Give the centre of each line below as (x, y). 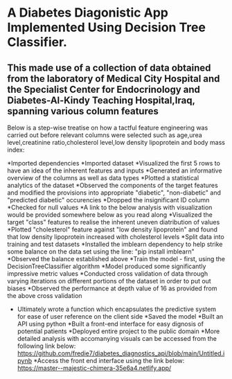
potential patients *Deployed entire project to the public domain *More (118, 331)
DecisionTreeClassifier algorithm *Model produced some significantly (107, 266)
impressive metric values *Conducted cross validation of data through (108, 274)
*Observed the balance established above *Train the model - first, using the (116, 259)
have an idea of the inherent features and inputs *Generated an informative (115, 170)
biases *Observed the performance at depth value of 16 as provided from (112, 288)
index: (16, 150)
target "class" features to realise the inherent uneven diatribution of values (114, 222)
